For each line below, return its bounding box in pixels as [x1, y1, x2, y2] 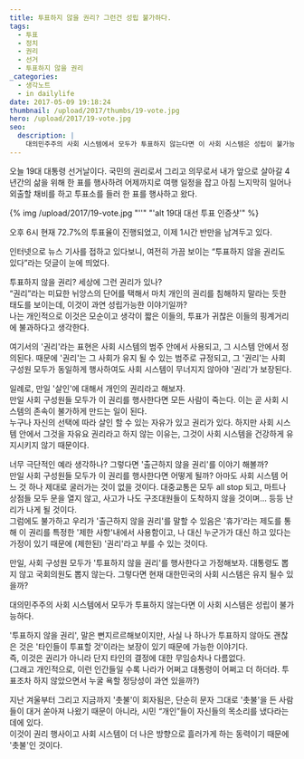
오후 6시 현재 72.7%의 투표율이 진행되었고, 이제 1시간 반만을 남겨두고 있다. [9, 226, 273, 237]
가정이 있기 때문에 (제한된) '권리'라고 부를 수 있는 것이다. [9, 538, 208, 549]
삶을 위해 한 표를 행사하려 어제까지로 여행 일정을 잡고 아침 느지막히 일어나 [33, 177, 292, 187]
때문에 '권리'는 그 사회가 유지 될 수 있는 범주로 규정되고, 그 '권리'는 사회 [35, 352, 287, 363]
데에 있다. [9, 716, 43, 727]
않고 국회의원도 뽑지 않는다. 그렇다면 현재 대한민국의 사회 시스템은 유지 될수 [18, 568, 285, 580]
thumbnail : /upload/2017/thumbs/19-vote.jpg [9, 106, 180, 115]
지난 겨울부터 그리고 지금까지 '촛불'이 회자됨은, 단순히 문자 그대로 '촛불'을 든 [9, 694, 278, 705]
